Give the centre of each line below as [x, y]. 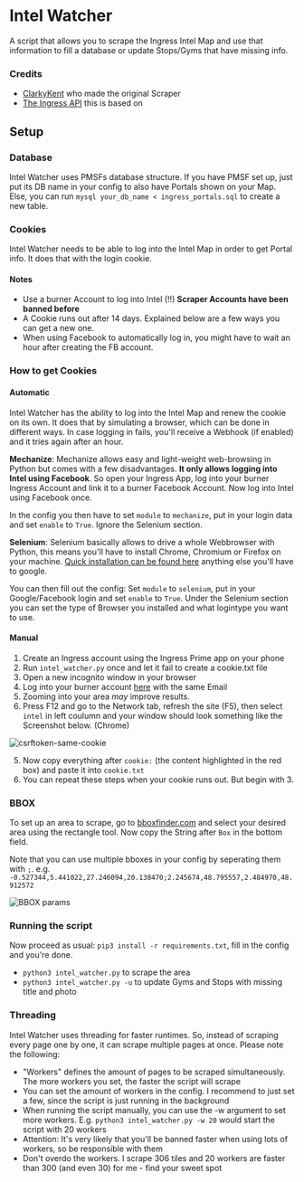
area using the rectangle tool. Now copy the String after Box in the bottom [146, 832]
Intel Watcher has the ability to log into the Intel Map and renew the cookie [148, 412]
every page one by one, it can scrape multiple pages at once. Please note [147, 1045]
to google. [28, 571]
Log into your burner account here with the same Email [125, 686]
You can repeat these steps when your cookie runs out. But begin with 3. [158, 780]
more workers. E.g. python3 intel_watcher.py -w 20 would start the [149, 1120]
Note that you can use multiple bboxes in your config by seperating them [145, 859]
